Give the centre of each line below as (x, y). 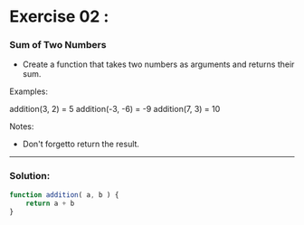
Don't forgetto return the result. (81, 144)
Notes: (22, 127)
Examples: (28, 91)
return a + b (50, 203)
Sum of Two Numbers (58, 45)
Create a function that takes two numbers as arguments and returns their (158, 64)
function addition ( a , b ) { (64, 195)
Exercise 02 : (59, 17)
